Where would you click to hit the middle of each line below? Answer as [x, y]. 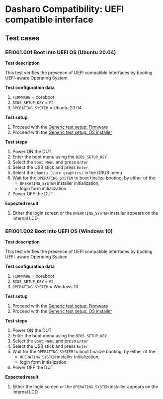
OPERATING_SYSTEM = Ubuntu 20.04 [47, 107]
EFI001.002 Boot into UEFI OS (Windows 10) [59, 231]
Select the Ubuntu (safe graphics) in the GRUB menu [67, 172]
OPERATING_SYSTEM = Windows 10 [45, 287]
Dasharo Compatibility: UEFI [65, 9]
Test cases [22, 38]
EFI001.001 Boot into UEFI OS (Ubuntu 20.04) [61, 52]
